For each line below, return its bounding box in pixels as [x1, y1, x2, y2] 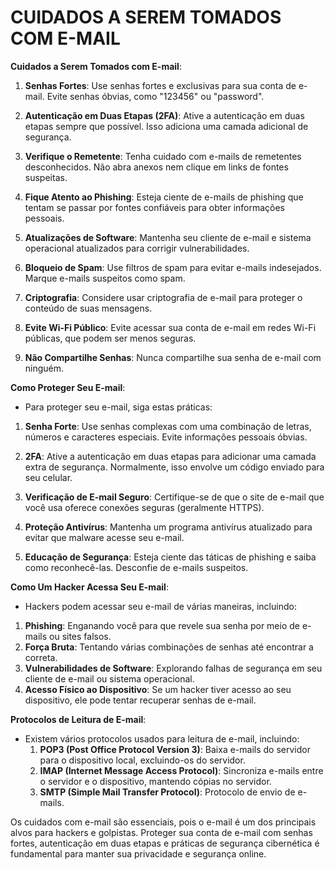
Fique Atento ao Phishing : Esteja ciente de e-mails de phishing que [24, 191, 304, 203]
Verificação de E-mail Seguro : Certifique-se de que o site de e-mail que [24, 491, 325, 503]
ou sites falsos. [49, 630, 112, 642]
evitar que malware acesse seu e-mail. [24, 531, 185, 543]
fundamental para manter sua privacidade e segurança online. [10, 847, 267, 860]
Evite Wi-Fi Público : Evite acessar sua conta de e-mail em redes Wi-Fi [24, 321, 317, 333]
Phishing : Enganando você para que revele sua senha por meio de [24, 619, 300, 631]
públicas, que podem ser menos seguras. [24, 332, 197, 344]
